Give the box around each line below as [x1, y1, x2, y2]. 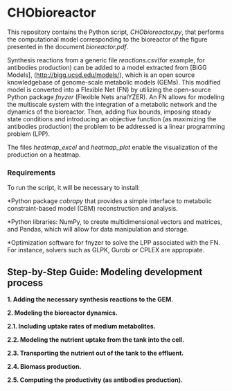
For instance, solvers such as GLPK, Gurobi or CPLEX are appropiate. [7, 246, 205, 254]
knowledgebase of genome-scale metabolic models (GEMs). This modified [7, 78, 221, 86]
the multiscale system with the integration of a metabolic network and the [7, 100, 217, 108]
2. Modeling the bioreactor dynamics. [7, 309, 118, 317]
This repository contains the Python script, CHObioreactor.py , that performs [7, 28, 224, 36]
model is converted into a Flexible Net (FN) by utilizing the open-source [7, 85, 211, 94]
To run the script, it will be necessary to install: [7, 184, 141, 192]
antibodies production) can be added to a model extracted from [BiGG [7, 63, 207, 71]
